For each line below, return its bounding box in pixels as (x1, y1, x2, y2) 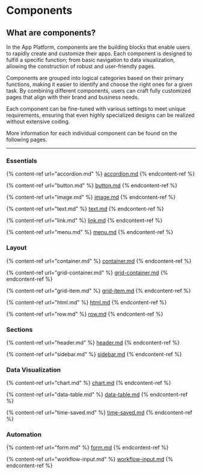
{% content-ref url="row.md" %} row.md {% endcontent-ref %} (6, 310, 164, 318)
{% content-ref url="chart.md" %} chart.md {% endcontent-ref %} (6, 380, 171, 387)
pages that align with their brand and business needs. (6, 94, 139, 100)
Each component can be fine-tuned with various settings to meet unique (6, 105, 186, 112)
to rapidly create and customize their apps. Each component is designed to (6, 50, 192, 57)
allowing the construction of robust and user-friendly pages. (6, 63, 156, 70)
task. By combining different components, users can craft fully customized (6, 87, 191, 94)
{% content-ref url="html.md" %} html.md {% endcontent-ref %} (6, 298, 167, 306)
